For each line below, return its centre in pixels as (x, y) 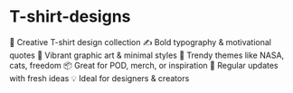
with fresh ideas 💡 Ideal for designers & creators (99, 78)
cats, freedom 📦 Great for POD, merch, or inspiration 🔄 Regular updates (144, 65)
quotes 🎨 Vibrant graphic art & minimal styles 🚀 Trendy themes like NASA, (147, 55)
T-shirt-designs (70, 17)
